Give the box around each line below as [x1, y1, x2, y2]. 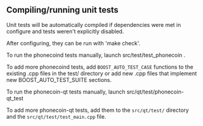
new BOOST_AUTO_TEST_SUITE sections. [6, 76, 112, 83]
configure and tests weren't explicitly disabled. [6, 28, 124, 35]
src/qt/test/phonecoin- [126, 88, 185, 95]
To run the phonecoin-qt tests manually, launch [6, 88, 125, 95]
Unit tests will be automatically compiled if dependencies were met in [6, 21, 182, 28]
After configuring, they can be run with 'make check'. [6, 39, 141, 46]
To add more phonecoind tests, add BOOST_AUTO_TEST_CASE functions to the [6, 63, 194, 70]
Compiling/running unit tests [6, 5, 119, 15]
